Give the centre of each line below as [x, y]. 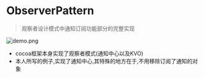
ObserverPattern [50, 11]
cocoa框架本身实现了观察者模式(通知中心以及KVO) [79, 53]
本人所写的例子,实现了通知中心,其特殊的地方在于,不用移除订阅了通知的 [104, 61]
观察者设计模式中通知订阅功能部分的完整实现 [78, 28]
